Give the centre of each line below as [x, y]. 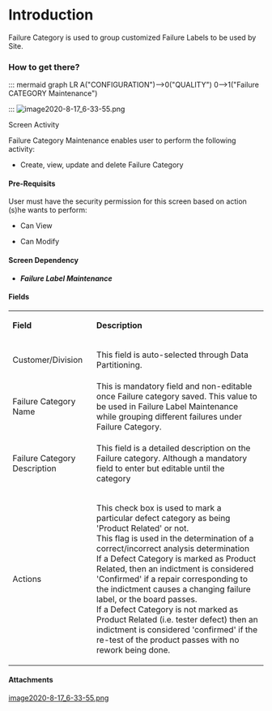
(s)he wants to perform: [48, 210]
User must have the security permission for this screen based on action [127, 201]
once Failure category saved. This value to [176, 396]
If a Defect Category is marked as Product [176, 558]
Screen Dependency [44, 261]
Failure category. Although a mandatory [172, 458]
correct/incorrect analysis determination [172, 548]
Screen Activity [34, 125]
